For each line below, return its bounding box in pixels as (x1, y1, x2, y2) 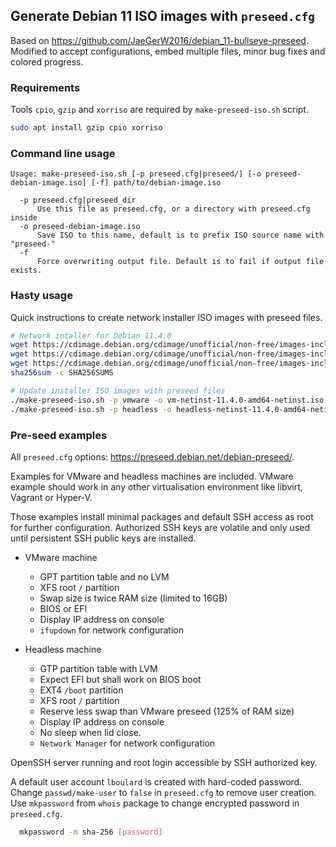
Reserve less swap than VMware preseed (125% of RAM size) (39, 705, 295, 717)
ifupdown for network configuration (39, 624, 184, 636)
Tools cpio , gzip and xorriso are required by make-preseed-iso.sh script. (10, 104, 309, 116)
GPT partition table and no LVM (39, 570, 170, 583)
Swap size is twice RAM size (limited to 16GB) (39, 592, 228, 604)
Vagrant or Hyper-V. (10, 491, 93, 503)
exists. (10, 265, 43, 276)
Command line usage (10, 146, 116, 160)
